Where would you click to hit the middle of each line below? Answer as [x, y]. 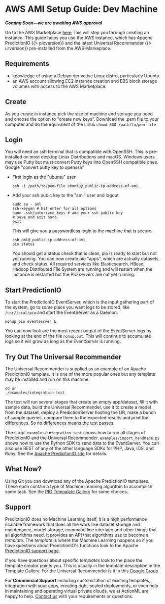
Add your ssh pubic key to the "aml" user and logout [66, 195]
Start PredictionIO [33, 290]
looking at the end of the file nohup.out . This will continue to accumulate [78, 336]
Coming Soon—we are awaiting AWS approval [54, 23]
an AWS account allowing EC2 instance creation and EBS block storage [85, 81]
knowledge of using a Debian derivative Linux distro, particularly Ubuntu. [86, 76]
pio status [23, 244]
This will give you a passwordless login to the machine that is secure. [82, 231]
